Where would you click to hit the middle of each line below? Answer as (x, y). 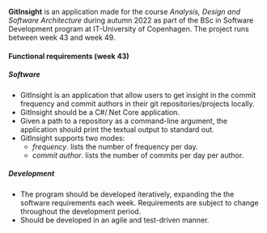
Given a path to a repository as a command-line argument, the (124, 121)
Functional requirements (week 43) (69, 56)
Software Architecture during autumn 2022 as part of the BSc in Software (131, 20)
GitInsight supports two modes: (72, 138)
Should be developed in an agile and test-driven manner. (114, 220)
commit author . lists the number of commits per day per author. (138, 155)
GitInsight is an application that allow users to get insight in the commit (138, 95)
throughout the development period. (81, 211)
